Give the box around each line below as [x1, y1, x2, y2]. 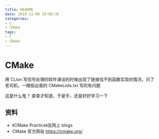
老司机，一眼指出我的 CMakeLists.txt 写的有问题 [5, 82, 101, 88]
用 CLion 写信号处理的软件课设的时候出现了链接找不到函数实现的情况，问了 [5, 76, 155, 82]
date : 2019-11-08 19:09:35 [5, 12, 59, 17]
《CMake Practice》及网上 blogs [12, 122, 73, 128]
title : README [5, 7, 34, 12]
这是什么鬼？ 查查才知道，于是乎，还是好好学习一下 [5, 93, 108, 99]
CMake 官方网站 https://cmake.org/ [12, 128, 83, 134]
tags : [5, 30, 16, 35]
